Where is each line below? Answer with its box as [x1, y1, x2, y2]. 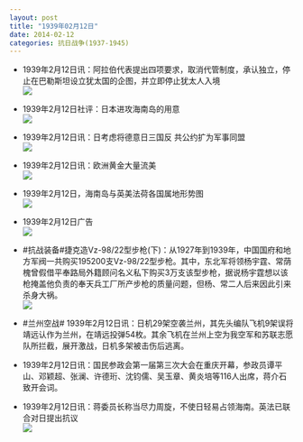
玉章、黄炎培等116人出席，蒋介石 [164, 371, 287, 382]
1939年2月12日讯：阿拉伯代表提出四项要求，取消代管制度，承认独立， [22, 64, 283, 75]
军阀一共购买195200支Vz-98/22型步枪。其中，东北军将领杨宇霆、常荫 [30, 256, 291, 267]
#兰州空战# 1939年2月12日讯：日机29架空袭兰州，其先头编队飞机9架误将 [22, 318, 294, 329]
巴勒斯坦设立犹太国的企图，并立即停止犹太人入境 [38, 76, 221, 87]
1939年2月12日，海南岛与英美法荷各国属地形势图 [22, 189, 205, 199]
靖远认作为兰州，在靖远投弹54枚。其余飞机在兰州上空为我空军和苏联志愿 [22, 329, 294, 340]
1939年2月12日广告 [22, 216, 94, 227]
